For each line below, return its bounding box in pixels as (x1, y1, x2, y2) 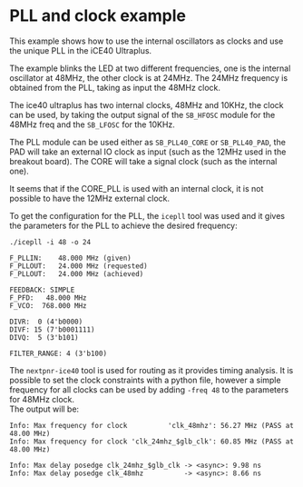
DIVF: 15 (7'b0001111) (9, 324, 95, 334)
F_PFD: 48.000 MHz (9, 293, 88, 303)
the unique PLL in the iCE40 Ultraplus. (9, 45, 152, 55)
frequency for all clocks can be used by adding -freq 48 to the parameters (9, 383, 288, 395)
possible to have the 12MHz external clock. (9, 193, 171, 204)
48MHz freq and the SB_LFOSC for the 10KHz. (9, 119, 175, 130)
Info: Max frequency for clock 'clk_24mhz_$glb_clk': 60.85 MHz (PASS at (9, 437, 295, 446)
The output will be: (9, 403, 80, 414)
